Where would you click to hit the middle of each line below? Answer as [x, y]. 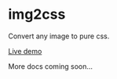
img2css [37, 14]
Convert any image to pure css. [59, 36]
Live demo [25, 51]
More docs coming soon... [50, 66]
